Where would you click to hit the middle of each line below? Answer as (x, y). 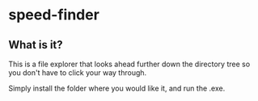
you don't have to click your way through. (78, 73)
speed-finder (54, 15)
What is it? (36, 45)
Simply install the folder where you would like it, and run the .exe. (117, 88)
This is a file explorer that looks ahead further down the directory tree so (129, 64)
